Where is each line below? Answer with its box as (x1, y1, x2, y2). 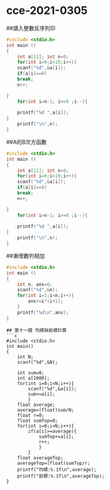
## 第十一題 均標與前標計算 (6, 327, 67, 333)
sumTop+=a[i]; (38, 434, 74, 440)
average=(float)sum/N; (17, 407, 74, 413)
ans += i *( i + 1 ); (28, 298, 63, 304)
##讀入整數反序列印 (6, 24, 56, 32)
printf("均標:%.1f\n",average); (17, 466, 97, 472)
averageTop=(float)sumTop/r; (17, 460, 91, 466)
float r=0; (17, 412, 45, 418)
